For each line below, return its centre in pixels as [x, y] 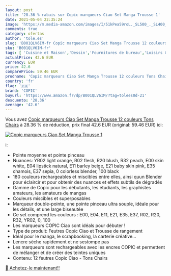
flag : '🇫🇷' [18, 86]
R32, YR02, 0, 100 [32, 220]
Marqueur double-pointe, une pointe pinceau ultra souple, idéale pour [86, 204]
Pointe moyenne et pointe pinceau [49, 155]
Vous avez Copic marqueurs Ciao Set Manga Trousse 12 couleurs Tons [80, 119]
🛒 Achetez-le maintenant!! [33, 268]
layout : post [19, 10]
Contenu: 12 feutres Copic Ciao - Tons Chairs [60, 258]
